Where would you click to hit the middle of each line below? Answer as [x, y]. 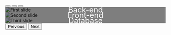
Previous [16, 26]
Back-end [85, 10]
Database [85, 21]
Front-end [85, 15]
